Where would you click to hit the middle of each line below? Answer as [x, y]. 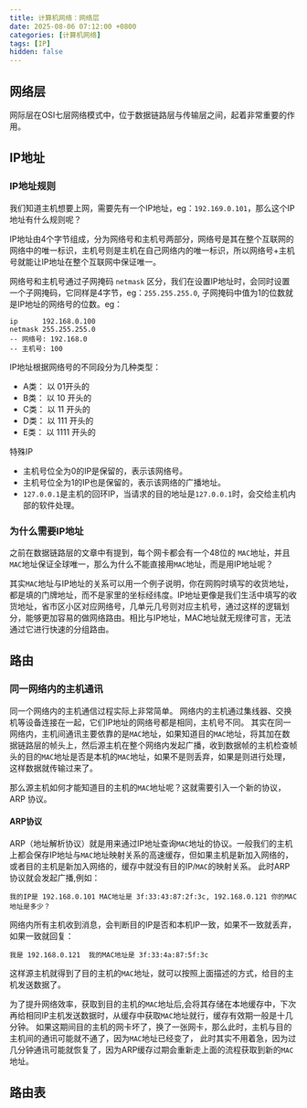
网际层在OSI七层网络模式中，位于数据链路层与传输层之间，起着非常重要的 [148, 114]
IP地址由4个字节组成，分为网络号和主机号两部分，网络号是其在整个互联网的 [152, 239]
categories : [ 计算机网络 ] [55, 35]
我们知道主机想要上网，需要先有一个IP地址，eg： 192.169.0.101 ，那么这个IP [152, 208]
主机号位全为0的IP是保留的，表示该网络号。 [105, 471]
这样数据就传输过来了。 [53, 768]
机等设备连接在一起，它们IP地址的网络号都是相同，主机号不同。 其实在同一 [150, 722]
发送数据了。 [41, 985]
